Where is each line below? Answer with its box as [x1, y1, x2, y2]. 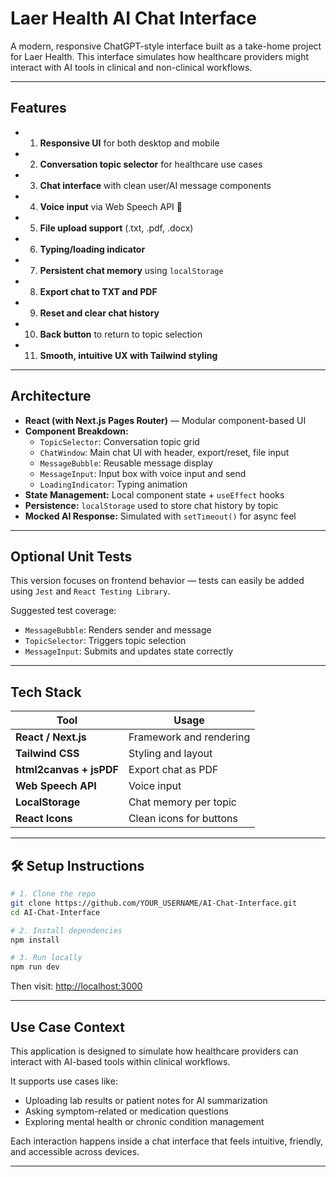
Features [10, 100, 67, 117]
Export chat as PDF [128, 763, 219, 777]
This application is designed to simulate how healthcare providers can [10, 1045, 299, 1057]
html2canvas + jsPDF [15, 763, 119, 777]
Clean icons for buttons [128, 812, 238, 826]
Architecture [10, 388, 92, 405]
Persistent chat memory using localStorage [39, 264, 224, 276]
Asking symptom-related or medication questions [24, 1105, 229, 1117]
